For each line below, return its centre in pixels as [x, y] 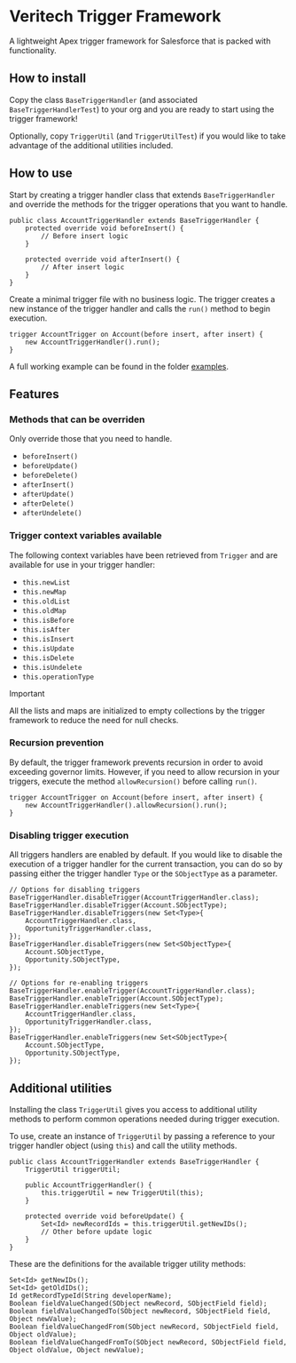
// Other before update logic [97, 1231]
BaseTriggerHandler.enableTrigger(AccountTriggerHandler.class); [132, 991]
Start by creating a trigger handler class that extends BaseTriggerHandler [142, 195]
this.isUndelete [52, 667]
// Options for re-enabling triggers [79, 984]
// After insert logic [83, 267]
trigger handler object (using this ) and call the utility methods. [123, 1145]
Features [34, 394]
